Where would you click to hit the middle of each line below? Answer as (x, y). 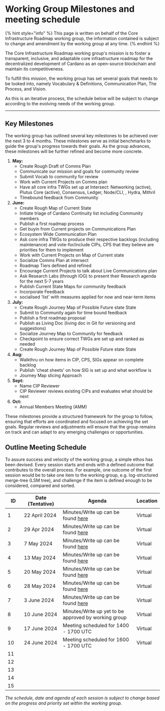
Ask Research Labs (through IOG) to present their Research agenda (88, 276)
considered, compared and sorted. (40, 485)
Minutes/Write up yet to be (93, 611)
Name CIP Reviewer (40, 386)
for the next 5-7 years (41, 281)
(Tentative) (41, 504)
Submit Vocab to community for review (59, 176)
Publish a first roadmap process (52, 224)
